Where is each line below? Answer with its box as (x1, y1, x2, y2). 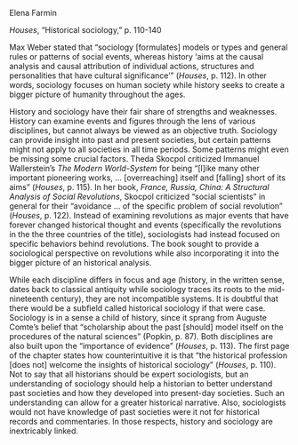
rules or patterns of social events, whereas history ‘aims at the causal (9, 52, 264, 61)
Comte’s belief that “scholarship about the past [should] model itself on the (9, 322, 284, 332)
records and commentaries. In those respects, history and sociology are (9, 417, 273, 426)
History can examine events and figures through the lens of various (9, 115, 256, 126)
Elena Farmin (9, 8, 58, 18)
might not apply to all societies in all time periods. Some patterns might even (9, 144, 289, 155)
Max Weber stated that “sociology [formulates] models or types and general (9, 42, 288, 52)
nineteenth (9, 293, 49, 304)
